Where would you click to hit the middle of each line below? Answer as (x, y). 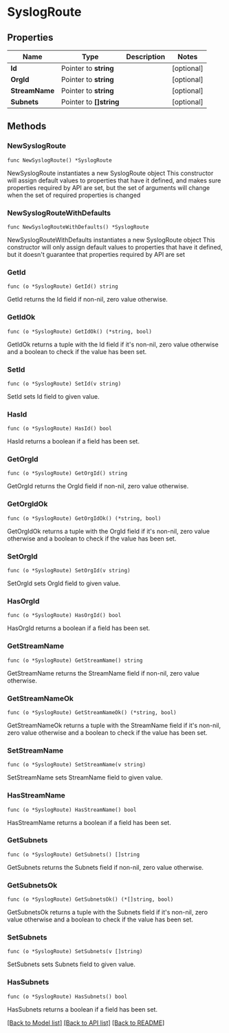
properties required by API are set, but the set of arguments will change (109, 187)
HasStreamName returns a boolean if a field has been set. (89, 822)
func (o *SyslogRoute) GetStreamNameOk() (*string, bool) (92, 712)
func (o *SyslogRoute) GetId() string (63, 286)
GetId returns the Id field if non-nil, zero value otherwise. (88, 300)
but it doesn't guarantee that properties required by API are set (96, 254)
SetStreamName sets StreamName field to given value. (85, 778)
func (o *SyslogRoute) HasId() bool (59, 429)
